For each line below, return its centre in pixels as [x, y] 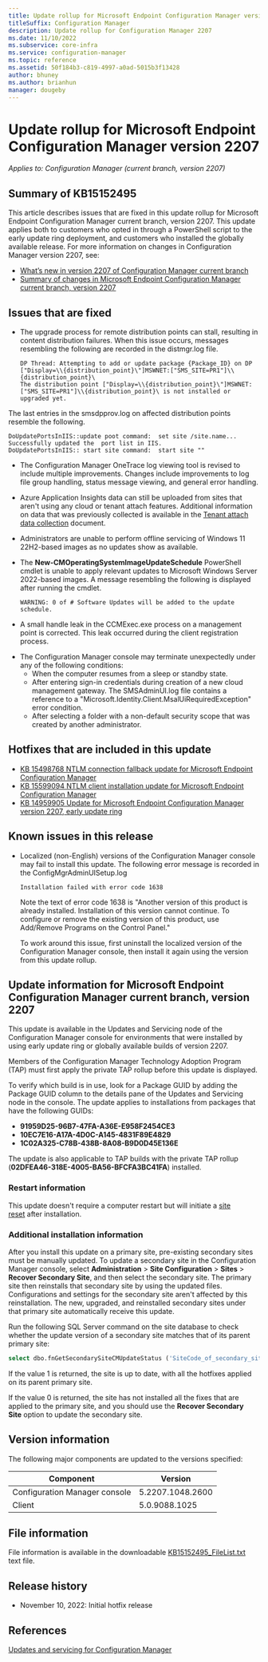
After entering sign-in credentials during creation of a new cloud [137, 682]
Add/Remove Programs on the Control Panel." [95, 928]
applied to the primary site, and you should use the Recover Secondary [126, 1406]
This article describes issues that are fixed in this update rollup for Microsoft [134, 213]
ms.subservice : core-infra [53, 46]
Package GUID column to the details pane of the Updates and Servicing [126, 1094]
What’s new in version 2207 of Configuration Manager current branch [134, 271]
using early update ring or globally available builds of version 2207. [118, 1046]
